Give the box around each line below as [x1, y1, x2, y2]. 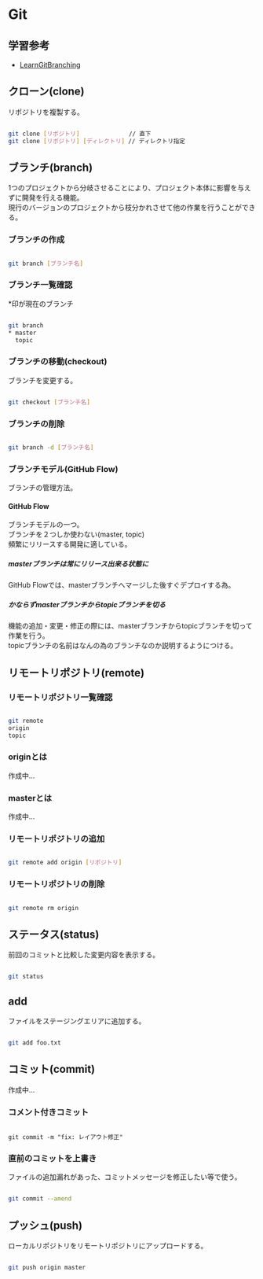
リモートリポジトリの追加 [8, 834, 105, 845]
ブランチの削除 [8, 418, 65, 429]
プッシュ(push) [8, 1218, 82, 1232]
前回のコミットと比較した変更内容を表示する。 [8, 950, 159, 960]
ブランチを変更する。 [8, 375, 77, 385]
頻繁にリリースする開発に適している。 [8, 540, 132, 549]
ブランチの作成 [8, 234, 65, 245]
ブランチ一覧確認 [8, 279, 73, 290]
